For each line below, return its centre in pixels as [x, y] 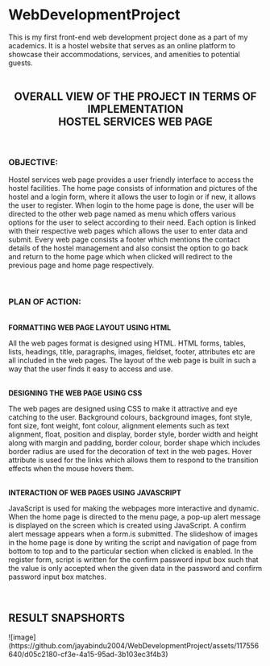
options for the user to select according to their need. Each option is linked [132, 222]
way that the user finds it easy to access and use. [91, 369]
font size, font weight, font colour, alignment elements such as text [119, 426]
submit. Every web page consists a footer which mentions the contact [124, 240]
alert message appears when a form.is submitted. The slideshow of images [133, 534]
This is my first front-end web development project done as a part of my [128, 37]
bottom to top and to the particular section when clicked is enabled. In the [131, 551]
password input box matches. [58, 577]
